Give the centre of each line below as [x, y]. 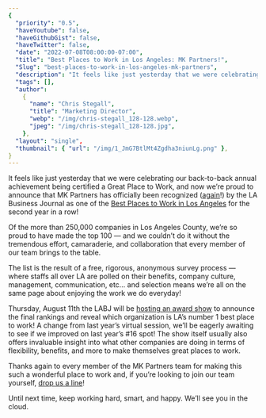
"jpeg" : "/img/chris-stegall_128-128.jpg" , [102, 126]
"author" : [31, 89]
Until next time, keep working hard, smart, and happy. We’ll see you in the [128, 398]
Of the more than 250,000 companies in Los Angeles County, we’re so [123, 228]
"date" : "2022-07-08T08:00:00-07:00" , [80, 52]
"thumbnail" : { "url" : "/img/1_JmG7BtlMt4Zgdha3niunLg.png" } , [122, 148]
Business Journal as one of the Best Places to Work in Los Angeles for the [129, 204]
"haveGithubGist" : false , [58, 38]
